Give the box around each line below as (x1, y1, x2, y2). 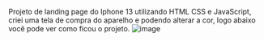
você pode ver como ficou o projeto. (8, 24, 130, 33)
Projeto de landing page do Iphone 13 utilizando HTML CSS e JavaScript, (8, 7, 252, 16)
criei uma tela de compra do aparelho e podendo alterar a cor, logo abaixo (8, 15, 257, 25)
